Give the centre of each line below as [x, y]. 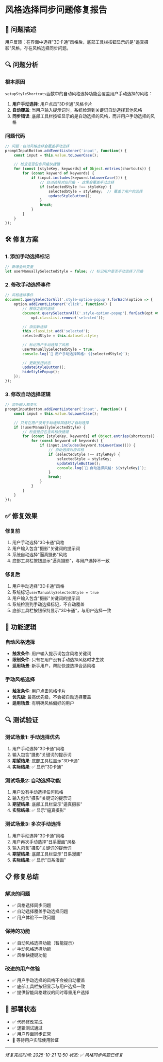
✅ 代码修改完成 [27, 1022]
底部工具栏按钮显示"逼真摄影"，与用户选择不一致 [61, 561]
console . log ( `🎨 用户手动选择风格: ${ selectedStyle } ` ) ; [76, 354]
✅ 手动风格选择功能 [32, 949]
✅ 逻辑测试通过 [27, 1028]
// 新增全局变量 [19, 267]
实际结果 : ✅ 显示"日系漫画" [39, 860]
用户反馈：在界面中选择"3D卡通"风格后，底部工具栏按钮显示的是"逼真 [75, 42]
